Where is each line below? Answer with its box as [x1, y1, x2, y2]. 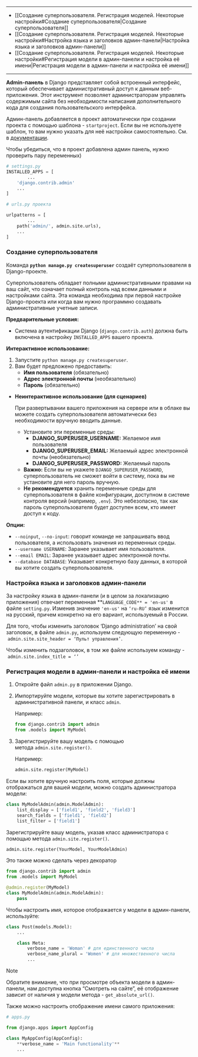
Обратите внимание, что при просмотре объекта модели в [6, 978, 155, 986]
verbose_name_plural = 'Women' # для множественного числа [27, 951, 176, 957]
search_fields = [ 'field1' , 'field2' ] [16, 813, 112, 818]
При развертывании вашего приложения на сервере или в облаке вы [14, 404, 190, 411]
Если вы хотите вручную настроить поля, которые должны [6, 778, 155, 785]
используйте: [6, 912, 40, 919]
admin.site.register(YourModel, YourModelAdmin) [6, 846, 128, 852]
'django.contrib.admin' [16, 180, 75, 186]
